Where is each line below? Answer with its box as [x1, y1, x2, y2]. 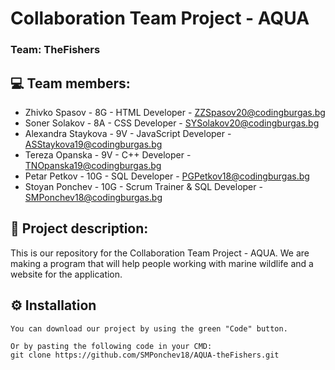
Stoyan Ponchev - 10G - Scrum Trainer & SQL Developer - [24, 180, 263, 192]
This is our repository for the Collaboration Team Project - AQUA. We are [10, 247, 310, 259]
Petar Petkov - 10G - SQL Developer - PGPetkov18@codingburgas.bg [24, 170, 310, 182]
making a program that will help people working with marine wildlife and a [10, 257, 314, 269]
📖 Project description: [10, 220, 149, 237]
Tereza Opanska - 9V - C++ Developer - [24, 148, 192, 161]
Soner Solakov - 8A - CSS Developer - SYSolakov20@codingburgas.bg [24, 117, 320, 129]
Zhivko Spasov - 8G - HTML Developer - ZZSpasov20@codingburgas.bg [24, 106, 326, 118]
